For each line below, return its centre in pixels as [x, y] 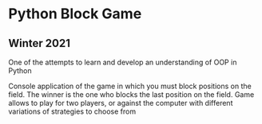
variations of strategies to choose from [72, 111]
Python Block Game [75, 14]
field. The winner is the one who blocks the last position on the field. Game [131, 95]
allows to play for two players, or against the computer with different [121, 103]
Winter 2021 [39, 43]
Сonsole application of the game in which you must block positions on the [130, 86]
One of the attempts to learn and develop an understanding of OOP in [123, 62]
